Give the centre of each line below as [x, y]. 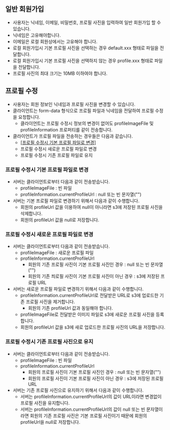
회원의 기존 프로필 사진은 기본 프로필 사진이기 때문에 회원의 [88, 415]
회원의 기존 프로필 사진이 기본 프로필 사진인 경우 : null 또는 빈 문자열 [95, 264]
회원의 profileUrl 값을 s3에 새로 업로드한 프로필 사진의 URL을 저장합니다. [93, 327]
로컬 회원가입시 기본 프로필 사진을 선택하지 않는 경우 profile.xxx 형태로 [83, 61]
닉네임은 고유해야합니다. [37, 35]
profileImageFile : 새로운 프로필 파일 [57, 253]
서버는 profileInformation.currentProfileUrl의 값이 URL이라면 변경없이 [91, 396]
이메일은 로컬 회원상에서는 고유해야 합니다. [55, 41]
